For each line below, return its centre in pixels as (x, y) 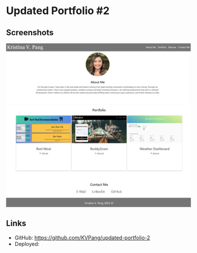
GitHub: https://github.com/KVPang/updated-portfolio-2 (82, 237)
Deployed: (27, 244)
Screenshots (30, 33)
